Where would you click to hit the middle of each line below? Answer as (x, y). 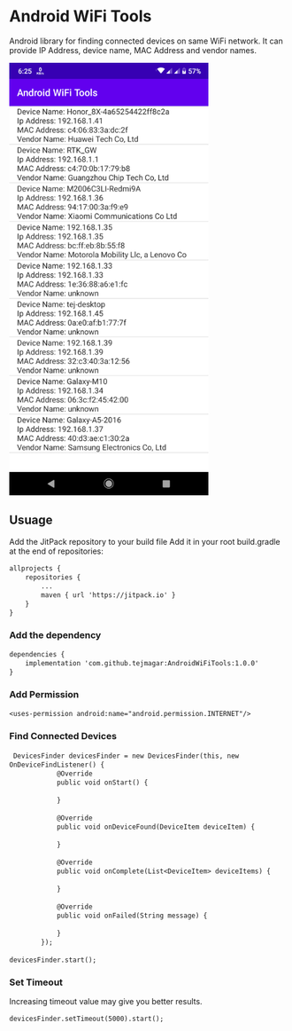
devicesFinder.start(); (53, 960)
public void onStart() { (102, 783)
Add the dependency (55, 634)
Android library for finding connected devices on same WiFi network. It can (146, 41)
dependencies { (37, 655)
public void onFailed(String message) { (132, 916)
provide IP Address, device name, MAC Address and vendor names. (133, 50)
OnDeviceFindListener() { (57, 765)
